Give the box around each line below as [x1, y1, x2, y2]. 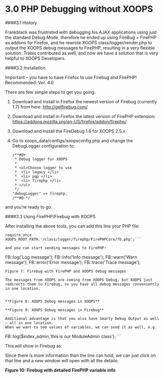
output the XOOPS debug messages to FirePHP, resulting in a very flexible [5, 45, 155, 51]
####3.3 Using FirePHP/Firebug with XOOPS [5, 213, 96, 219]
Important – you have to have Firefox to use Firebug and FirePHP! [5, 74, 137, 80]
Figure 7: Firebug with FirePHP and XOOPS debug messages [5, 269, 126, 274]
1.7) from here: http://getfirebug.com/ [12, 104, 88, 110]
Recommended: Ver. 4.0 [5, 80, 54, 86]
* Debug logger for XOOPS [14, 156, 68, 162]
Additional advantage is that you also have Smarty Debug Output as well [5, 316, 160, 321]
